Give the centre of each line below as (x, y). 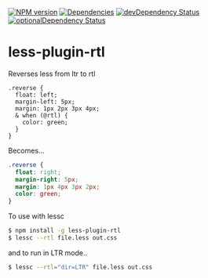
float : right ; (38, 172)
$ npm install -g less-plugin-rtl (65, 231)
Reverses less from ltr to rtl (52, 74)
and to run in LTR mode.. (48, 253)
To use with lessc (36, 216)
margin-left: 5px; (46, 102)
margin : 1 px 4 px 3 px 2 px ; (58, 187)
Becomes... (26, 150)
